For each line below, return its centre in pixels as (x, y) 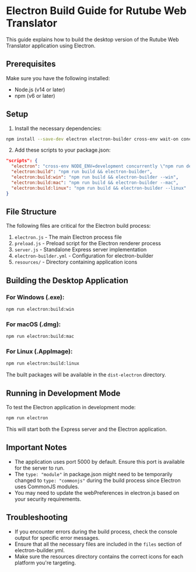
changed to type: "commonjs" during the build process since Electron (97, 480)
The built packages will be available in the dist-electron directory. (86, 375)
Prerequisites (31, 64)
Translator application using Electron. (51, 46)
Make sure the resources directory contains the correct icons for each (99, 556)
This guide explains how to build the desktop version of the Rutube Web (92, 39)
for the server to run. (39, 468)
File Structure (31, 212)
